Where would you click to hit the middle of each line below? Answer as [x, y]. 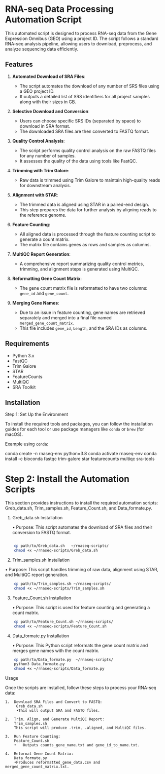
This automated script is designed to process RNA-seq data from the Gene [81, 33]
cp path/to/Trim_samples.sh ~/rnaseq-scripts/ [63, 584]
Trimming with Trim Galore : [41, 170]
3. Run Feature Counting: [33, 736]
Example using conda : [27, 444]
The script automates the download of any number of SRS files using [89, 86]
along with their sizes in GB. [48, 102]
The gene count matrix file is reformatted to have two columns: [83, 288]
